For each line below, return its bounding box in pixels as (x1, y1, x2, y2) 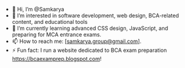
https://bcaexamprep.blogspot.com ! (11, 55, 102, 62)
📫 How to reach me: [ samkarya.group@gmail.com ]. (11, 38, 142, 45)
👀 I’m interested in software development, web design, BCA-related (11, 12, 179, 19)
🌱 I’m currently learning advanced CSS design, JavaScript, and (11, 24, 169, 32)
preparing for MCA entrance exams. (11, 31, 101, 38)
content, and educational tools (11, 18, 88, 25)
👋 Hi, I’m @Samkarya (11, 6, 64, 13)
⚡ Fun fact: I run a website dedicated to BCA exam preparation (11, 47, 167, 54)
